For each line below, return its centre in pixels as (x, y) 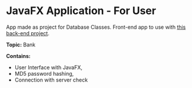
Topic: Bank (21, 45)
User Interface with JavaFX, (48, 67)
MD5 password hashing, (44, 73)
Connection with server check (51, 80)
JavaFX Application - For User (81, 11)
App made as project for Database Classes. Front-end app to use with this (96, 27)
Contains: (19, 56)
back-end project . (28, 33)
